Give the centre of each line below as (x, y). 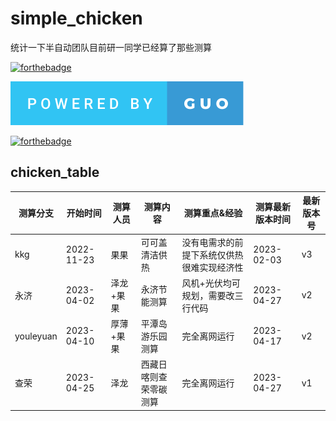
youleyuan (36, 336)
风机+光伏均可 (211, 283)
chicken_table (55, 172)
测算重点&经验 (213, 213)
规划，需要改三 (212, 295)
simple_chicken (76, 18)
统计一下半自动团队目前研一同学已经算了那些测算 (111, 47)
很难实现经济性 (212, 267)
